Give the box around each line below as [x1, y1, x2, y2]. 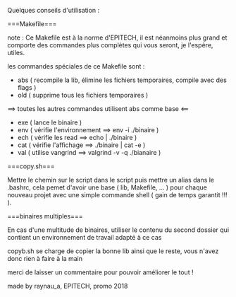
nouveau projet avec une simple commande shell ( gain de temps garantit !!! [7, 191, 228, 199]
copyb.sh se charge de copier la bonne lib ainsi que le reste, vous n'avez [7, 247, 219, 255]
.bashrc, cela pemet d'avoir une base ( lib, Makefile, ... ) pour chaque [7, 183, 208, 192]
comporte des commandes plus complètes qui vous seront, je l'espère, [7, 41, 213, 49]
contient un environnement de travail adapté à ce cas [7, 233, 162, 241]
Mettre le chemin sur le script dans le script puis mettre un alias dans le [7, 176, 215, 184]
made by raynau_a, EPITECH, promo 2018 [7, 282, 128, 290]
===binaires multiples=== [7, 212, 83, 220]
